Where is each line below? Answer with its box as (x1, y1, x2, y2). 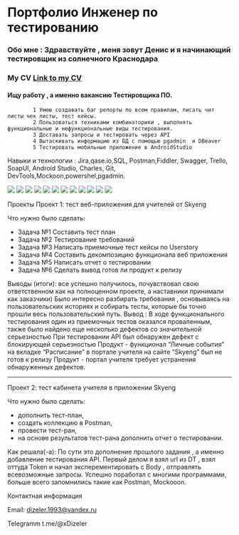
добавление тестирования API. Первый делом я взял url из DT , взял (7, 455, 216, 464)
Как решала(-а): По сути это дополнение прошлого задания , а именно (7, 447, 224, 457)
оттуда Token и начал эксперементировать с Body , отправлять (7, 463, 201, 472)
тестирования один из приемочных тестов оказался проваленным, (7, 317, 212, 326)
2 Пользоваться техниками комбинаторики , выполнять (33, 119, 193, 126)
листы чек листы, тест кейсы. (7, 113, 97, 120)
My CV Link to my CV (7, 73, 82, 83)
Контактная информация (7, 491, 83, 500)
